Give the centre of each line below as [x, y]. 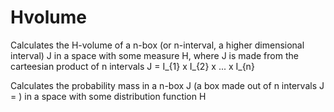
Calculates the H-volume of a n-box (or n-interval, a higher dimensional [157, 45]
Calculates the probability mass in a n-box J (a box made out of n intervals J [167, 85]
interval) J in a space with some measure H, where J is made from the [154, 55]
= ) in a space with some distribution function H [108, 96]
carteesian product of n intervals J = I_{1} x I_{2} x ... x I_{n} [132, 66]
